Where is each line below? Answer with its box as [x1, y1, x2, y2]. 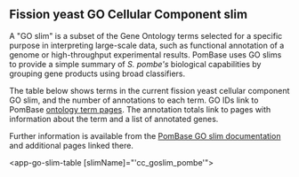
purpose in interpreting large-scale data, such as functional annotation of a [9, 40, 285, 50]
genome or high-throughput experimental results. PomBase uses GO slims [9, 49, 282, 60]
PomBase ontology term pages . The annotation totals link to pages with [9, 104, 271, 114]
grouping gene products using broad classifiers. [9, 68, 186, 79]
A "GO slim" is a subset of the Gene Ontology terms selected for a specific [9, 30, 283, 41]
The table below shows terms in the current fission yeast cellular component [9, 85, 290, 96]
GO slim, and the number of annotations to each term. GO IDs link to [9, 95, 259, 105]
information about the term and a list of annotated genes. [9, 113, 219, 124]
